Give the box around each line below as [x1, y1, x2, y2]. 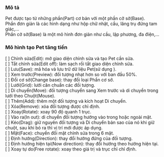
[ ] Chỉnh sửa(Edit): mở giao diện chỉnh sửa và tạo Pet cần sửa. [5, 55, 134, 61]
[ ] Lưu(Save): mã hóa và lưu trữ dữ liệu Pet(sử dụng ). [5, 66, 117, 72]
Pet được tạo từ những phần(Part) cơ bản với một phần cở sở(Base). [5, 16, 145, 22]
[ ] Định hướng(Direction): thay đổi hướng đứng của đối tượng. [5, 135, 133, 141]
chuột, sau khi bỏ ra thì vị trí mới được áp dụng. [5, 124, 103, 130]
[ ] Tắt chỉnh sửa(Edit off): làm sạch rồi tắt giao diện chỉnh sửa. [5, 61, 134, 67]
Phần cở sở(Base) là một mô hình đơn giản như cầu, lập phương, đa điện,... [5, 32, 159, 38]
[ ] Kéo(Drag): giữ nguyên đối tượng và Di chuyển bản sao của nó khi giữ [5, 119, 154, 125]
